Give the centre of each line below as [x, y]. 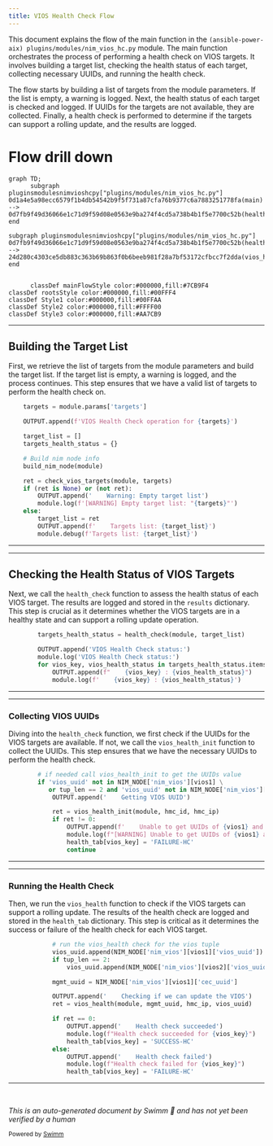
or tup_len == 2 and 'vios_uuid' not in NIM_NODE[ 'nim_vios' [154, 790]
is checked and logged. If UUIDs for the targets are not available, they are [131, 107]
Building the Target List [68, 346]
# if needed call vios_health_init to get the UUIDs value [140, 774]
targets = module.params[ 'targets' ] [85, 407]
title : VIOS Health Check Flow [61, 16]
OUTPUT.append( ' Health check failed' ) [139, 1056]
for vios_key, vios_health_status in [101, 665]
